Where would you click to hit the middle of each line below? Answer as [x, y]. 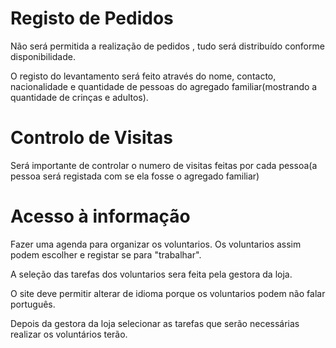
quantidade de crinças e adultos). [79, 97]
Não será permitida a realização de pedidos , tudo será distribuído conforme [167, 46]
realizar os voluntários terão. [69, 334]
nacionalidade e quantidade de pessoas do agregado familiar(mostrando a [164, 86]
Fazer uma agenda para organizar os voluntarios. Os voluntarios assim [156, 244]
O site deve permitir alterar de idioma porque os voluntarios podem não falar [168, 293]
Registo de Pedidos [92, 18]
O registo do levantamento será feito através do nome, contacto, [143, 76]
